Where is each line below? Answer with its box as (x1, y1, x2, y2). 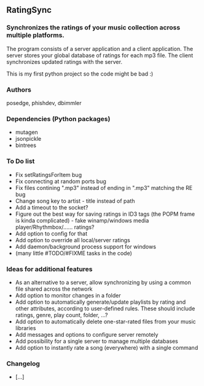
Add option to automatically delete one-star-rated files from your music (15, 318, 197, 325)
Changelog (6, 359, 40, 368)
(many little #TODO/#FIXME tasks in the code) (15, 249, 132, 257)
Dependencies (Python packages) (6, 114, 111, 123)
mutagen (15, 128, 38, 136)
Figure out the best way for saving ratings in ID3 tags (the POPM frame (15, 210, 195, 218)
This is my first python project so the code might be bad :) (6, 70, 154, 77)
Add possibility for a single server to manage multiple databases (15, 337, 178, 345)
